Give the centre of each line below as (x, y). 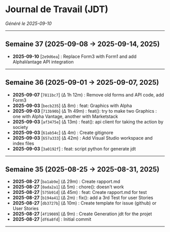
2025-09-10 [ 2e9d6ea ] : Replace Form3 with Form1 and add (74, 56)
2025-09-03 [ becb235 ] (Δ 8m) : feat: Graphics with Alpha (72, 106)
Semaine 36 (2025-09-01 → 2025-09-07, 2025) (82, 82)
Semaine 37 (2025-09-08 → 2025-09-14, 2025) (83, 44)
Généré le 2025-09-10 (29, 23)
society (20, 127)
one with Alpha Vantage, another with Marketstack (65, 116)
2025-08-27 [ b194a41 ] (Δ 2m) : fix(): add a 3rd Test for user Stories (83, 198)
